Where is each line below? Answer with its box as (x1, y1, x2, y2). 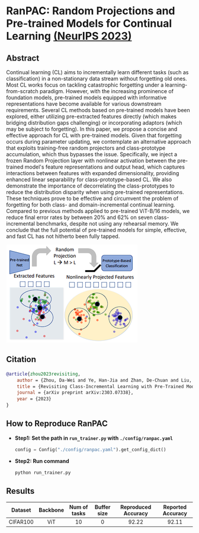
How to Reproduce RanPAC (6, 418, 108, 429)
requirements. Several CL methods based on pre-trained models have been (6, 107, 191, 113)
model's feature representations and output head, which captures (24, 163, 185, 170)
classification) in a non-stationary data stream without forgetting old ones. (6, 75, 188, 82)
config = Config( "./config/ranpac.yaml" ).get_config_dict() (14, 446, 166, 452)
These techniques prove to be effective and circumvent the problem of (6, 195, 179, 202)
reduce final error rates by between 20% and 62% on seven (6, 214, 153, 221)
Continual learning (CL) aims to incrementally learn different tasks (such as (6, 69, 189, 75)
